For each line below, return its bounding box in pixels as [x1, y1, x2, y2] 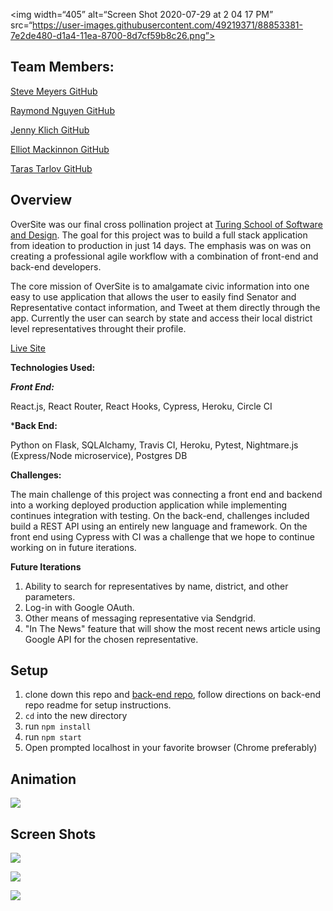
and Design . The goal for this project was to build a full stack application [10, 229, 308, 241]
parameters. [24, 590, 76, 603]
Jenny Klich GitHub [10, 124, 90, 136]
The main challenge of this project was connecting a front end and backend [10, 488, 323, 500]
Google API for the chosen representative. [24, 633, 199, 645]
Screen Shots [10, 825, 97, 843]
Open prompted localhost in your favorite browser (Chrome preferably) [24, 742, 318, 754]
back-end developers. [10, 260, 102, 273]
